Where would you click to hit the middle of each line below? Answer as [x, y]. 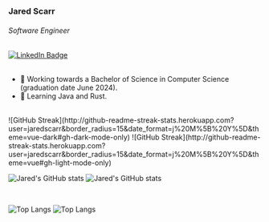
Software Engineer [39, 30]
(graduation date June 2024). [69, 88]
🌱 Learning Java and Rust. [63, 96]
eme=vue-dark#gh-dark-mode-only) [69, 137]
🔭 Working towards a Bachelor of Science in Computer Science [124, 79]
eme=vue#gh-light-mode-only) [60, 163]
